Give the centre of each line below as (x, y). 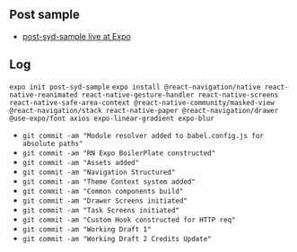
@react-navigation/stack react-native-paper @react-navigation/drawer (144, 110)
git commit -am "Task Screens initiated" (100, 210)
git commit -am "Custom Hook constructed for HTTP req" (129, 220)
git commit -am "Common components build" (103, 191)
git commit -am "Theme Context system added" (109, 182)
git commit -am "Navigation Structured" (99, 172)
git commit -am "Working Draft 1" (87, 229)
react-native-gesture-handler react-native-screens (180, 95)
